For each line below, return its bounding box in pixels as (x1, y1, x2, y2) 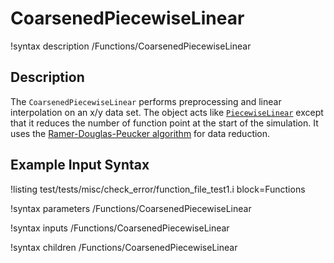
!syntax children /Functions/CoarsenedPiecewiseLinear (10, 241, 238, 253)
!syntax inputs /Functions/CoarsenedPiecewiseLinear (10, 222, 230, 234)
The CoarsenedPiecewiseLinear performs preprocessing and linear (10, 95, 282, 107)
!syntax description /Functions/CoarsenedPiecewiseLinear (10, 40, 252, 52)
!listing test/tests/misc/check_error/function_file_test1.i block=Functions (10, 183, 306, 195)
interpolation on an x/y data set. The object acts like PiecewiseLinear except (10, 106, 324, 118)
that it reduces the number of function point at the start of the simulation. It (10, 117, 319, 129)
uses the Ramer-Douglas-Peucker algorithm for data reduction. (10, 127, 271, 139)
